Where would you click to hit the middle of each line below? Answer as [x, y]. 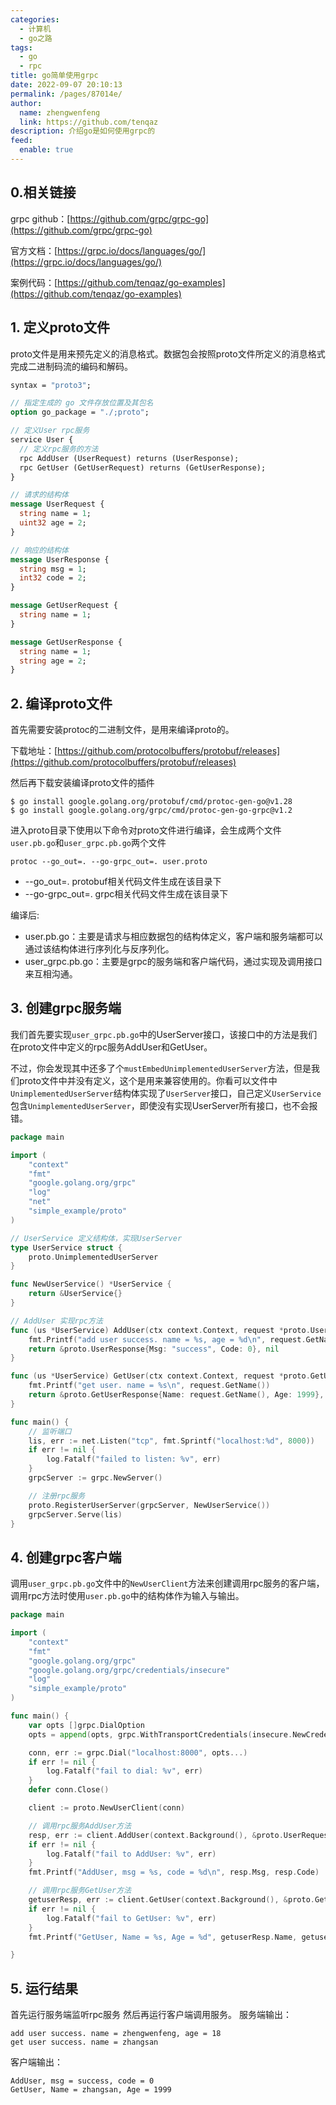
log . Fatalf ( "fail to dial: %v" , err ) [124, 1771]
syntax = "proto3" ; [51, 385]
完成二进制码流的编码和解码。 [71, 366]
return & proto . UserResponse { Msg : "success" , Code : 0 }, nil [154, 1349]
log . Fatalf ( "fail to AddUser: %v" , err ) [131, 1854]
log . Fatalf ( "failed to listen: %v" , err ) [134, 1459]
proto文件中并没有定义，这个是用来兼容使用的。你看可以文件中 [148, 1080]
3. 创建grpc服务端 [66, 1008]
